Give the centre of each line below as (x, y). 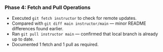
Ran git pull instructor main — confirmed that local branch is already (85, 34)
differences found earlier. (38, 29)
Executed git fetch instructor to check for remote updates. (74, 18)
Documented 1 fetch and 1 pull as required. (55, 45)
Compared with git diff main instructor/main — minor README (79, 23)
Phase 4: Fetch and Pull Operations (48, 7)
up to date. (23, 39)
